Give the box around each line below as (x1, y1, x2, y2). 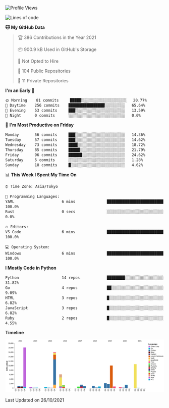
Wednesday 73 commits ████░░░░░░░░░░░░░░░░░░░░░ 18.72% (5, 142, 145, 147)
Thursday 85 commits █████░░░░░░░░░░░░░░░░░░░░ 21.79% (5, 147, 145, 152)
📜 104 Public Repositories (17, 68, 71, 74)
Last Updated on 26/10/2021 (5, 397, 65, 403)
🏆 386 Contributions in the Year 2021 (17, 34, 97, 40)
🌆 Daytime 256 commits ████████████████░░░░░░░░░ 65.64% (5, 103, 145, 108)
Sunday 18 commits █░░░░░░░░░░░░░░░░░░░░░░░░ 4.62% (5, 163, 143, 168)
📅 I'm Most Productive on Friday (5, 122, 74, 128)
